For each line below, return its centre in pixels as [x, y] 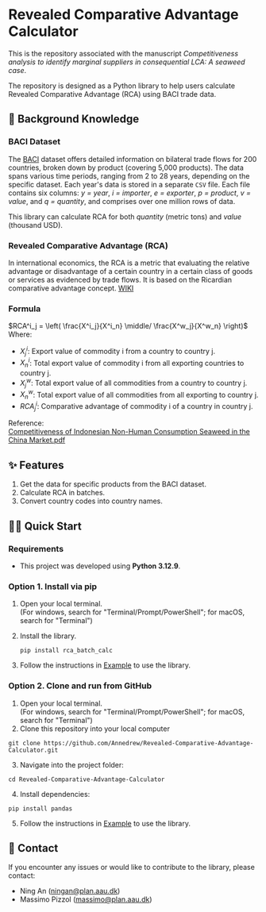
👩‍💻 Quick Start [45, 526]
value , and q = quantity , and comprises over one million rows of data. [122, 201]
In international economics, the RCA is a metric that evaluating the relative [129, 263]
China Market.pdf [37, 440]
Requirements [36, 548]
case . [17, 70]
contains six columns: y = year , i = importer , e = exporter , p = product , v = [130, 193]
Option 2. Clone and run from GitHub [80, 686]
